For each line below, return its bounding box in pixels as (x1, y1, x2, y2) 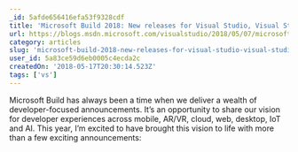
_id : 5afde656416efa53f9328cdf (9, 12, 125, 22)
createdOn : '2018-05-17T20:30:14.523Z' (9, 63, 157, 72)
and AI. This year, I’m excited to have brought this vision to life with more (9, 123, 275, 133)
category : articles (9, 37, 82, 47)
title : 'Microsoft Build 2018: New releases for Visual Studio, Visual (9, 21, 279, 30)
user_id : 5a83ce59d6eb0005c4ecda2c (9, 54, 141, 63)
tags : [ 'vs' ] (9, 71, 58, 80)
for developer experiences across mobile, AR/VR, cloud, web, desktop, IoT (9, 113, 281, 124)
